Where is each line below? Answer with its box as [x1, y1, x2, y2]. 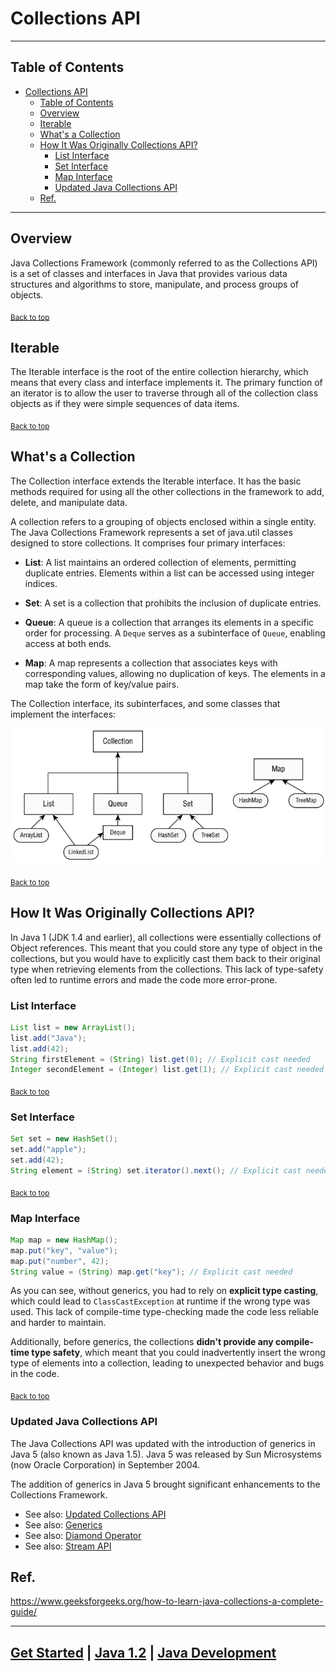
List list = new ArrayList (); [10, 1022, 137, 1032]
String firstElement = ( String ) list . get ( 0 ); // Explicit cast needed [10, 1054, 311, 1064]
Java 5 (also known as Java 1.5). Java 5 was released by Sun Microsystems [10, 1448, 322, 1460]
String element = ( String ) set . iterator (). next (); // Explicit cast [10, 1165, 302, 1176]
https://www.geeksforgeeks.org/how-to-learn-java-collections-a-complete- [10, 1595, 324, 1607]
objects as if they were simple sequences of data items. [10, 398, 240, 410]
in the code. [10, 1368, 60, 1380]
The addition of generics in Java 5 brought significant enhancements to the [10, 1478, 321, 1490]
